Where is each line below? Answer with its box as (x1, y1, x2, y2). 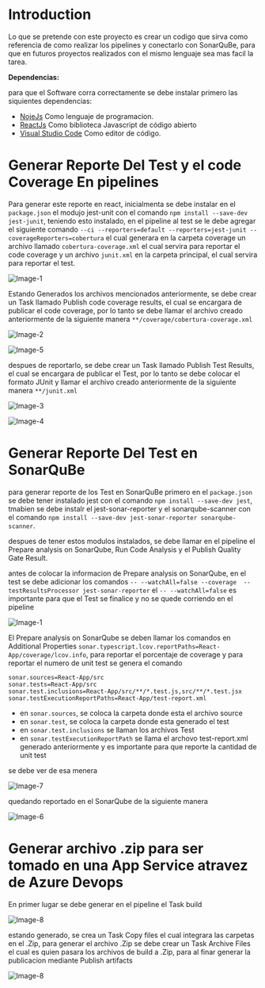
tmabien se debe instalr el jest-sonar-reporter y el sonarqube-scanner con (8, 504, 252, 513)
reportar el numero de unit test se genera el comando (8, 658, 183, 668)
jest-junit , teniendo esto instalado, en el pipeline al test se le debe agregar (8, 216, 256, 225)
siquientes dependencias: (8, 96, 93, 105)
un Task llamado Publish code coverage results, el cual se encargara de (8, 297, 243, 307)
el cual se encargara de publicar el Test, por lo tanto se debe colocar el (8, 369, 240, 378)
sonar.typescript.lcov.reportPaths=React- (78, 642, 221, 651)
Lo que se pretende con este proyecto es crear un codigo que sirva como (8, 32, 248, 41)
